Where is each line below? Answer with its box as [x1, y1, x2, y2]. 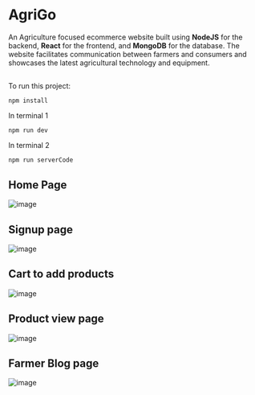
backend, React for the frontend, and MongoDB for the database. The [8, 40, 241, 50]
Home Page [8, 178, 67, 191]
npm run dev [8, 126, 48, 134]
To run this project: [8, 81, 71, 91]
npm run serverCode [8, 156, 74, 164]
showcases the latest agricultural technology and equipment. [8, 58, 210, 68]
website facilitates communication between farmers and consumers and [8, 49, 247, 59]
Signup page [8, 223, 74, 237]
